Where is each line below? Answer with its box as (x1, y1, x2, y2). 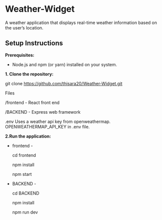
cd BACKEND (12, 190, 40, 196)
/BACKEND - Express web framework (5, 109, 81, 115)
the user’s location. (5, 24, 44, 30)
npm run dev (12, 209, 38, 215)
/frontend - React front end (5, 99, 60, 105)
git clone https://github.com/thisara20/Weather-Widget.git (5, 80, 123, 86)
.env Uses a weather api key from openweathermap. (5, 119, 111, 124)
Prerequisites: (5, 52, 35, 58)
